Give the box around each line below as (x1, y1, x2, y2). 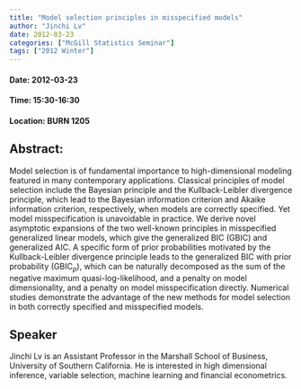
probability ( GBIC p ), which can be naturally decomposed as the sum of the (9, 261, 286, 274)
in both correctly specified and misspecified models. (9, 301, 204, 312)
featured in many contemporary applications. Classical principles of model (9, 174, 285, 185)
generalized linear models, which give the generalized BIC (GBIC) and (9, 232, 268, 243)
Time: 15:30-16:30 (9, 95, 80, 106)
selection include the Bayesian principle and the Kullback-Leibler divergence (9, 184, 293, 195)
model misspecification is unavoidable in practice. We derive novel (9, 213, 256, 224)
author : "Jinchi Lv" (9, 22, 87, 31)
